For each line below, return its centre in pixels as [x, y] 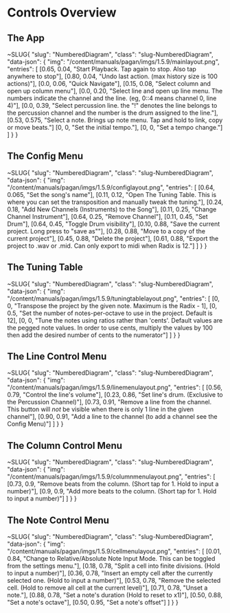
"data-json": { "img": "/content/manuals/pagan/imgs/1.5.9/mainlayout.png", [113, 62]
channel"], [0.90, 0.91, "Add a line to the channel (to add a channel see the [112, 417]
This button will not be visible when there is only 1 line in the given [101, 409]
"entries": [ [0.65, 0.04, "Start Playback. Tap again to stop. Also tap [102, 69]
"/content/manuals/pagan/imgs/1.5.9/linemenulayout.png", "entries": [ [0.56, [115, 388]
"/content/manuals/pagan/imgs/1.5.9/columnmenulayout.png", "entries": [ [111, 477]
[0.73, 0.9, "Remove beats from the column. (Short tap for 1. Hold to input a [113, 484]
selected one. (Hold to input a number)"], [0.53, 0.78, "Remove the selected [114, 581]
